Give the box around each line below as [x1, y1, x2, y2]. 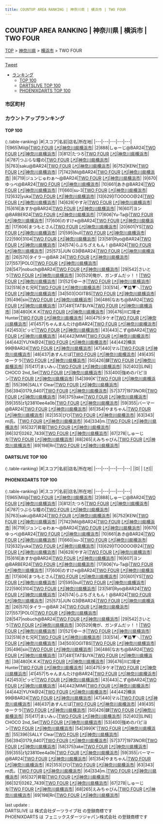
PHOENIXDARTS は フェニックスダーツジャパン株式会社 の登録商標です [5, 814, 148, 820]
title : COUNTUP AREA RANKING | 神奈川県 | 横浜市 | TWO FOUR [5, 7, 126, 12]
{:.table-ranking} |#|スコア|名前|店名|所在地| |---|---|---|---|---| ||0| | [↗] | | [5, 465, 153, 472]
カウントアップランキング [5, 115, 65, 122]
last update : [5, 802, 30, 807]
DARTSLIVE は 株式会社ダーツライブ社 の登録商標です [5, 807, 113, 813]
